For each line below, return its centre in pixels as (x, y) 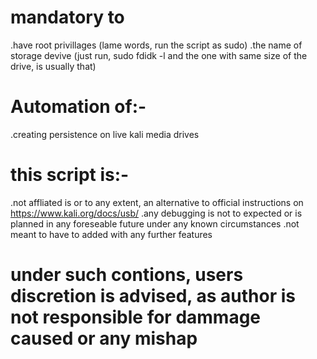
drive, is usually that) (53, 66)
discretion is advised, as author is (153, 296)
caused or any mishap (104, 338)
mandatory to (67, 17)
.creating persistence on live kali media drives (105, 134)
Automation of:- (78, 107)
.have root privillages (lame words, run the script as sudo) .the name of (156, 45)
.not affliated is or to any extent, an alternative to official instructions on (157, 202)
